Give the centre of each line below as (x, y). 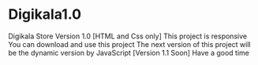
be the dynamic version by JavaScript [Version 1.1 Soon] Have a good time (129, 52)
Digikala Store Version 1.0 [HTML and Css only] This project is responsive (127, 36)
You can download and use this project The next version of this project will (129, 44)
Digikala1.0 (45, 14)
